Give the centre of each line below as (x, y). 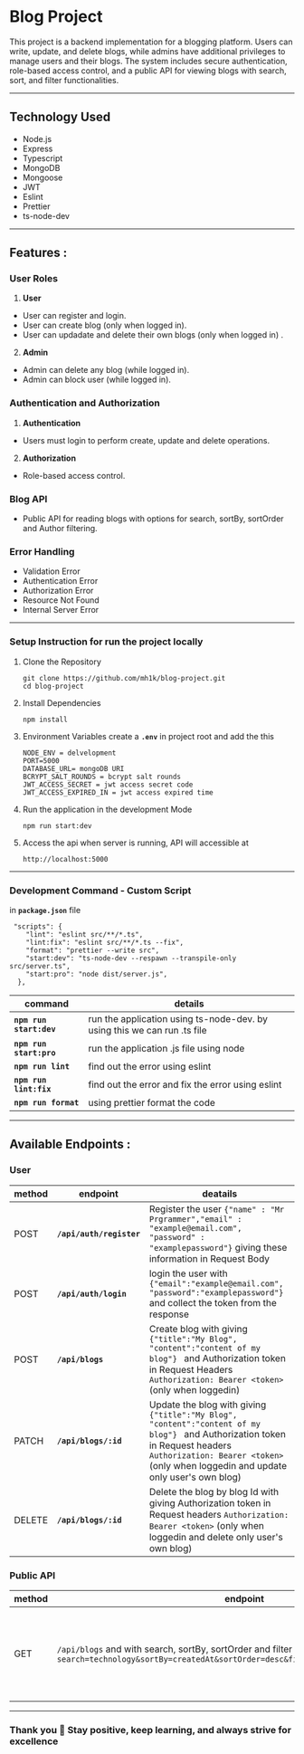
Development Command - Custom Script (100, 891)
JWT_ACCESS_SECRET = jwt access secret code (108, 785)
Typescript (43, 158)
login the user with (188, 1273)
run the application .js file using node (166, 1048)
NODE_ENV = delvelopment (69, 753)
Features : (38, 253)
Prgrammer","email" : (195, 1219)
